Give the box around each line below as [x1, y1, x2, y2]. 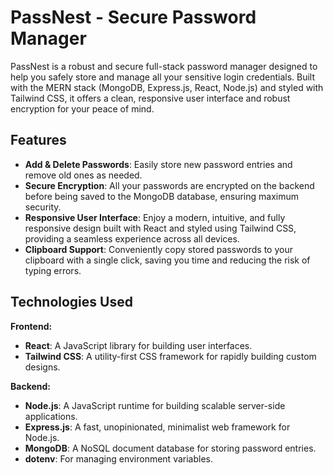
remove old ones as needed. [24, 169, 143, 181]
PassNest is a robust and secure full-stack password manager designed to [10, 60, 318, 72]
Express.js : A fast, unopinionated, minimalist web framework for [24, 421, 291, 433]
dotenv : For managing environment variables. [24, 452, 214, 465]
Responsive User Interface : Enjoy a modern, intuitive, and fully [24, 211, 286, 223]
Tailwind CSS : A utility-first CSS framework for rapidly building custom [24, 350, 317, 362]
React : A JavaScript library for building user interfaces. [24, 339, 253, 351]
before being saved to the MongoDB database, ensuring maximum [24, 190, 299, 202]
